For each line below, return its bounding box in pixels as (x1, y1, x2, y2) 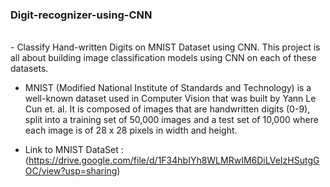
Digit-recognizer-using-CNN (10, 8, 153, 22)
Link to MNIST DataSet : (24, 144, 124, 156)
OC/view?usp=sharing (24, 165, 118, 177)
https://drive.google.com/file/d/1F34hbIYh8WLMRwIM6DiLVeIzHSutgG (28, 154, 320, 167)
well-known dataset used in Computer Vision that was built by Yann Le (24, 93, 317, 105)
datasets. (10, 63, 49, 75)
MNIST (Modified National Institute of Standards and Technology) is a (24, 82, 312, 94)
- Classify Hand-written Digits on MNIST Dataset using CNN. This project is (10, 41, 321, 53)
